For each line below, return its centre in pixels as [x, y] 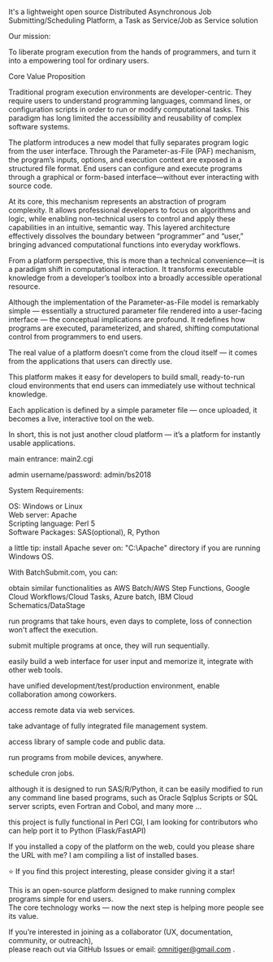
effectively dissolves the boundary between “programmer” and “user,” [126, 236]
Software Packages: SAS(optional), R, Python [84, 532]
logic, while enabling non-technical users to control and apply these [122, 219]
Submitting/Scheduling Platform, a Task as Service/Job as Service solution [133, 20]
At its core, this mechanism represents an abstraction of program [117, 201]
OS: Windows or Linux [45, 506]
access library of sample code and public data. [87, 741]
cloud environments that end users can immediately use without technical [132, 385]
